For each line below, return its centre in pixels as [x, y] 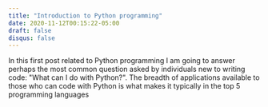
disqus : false [32, 38]
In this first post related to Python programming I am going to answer [122, 61]
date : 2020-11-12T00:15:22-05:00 [64, 23]
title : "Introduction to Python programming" [85, 16]
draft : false [30, 30]
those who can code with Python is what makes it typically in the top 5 [124, 86]
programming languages [49, 95]
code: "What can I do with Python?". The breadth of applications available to [134, 77]
